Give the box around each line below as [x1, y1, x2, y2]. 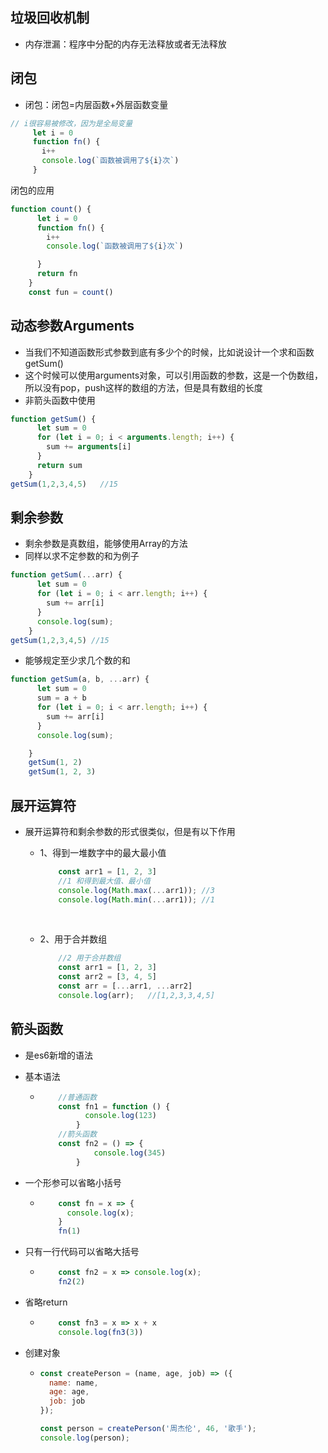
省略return [24, 1296, 68, 1308]
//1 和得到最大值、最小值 [58, 876, 151, 886]
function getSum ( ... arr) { [10, 570, 123, 580]
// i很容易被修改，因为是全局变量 [10, 118, 133, 128]
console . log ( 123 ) [84, 1111, 157, 1121]
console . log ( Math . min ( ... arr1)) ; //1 [58, 894, 215, 905]
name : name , [48, 1378, 99, 1388]
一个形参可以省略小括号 [24, 1176, 122, 1188]
